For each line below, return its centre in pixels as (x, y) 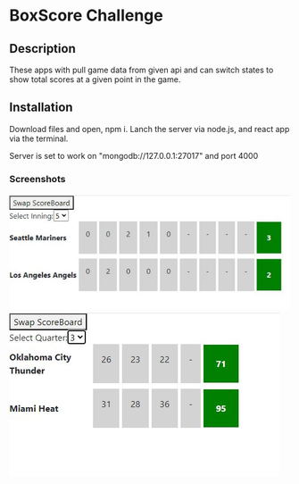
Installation (41, 108)
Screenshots (37, 179)
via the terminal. (39, 138)
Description (42, 49)
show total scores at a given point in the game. (95, 79)
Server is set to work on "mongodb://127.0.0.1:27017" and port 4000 (134, 155)
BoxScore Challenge (86, 16)
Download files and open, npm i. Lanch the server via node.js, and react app (149, 129)
